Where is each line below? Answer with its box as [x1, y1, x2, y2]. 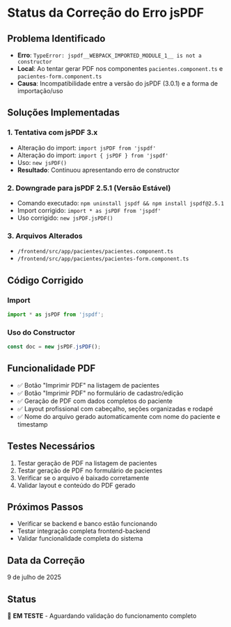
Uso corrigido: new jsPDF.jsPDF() [17, 214, 113, 222]
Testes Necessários [7, 441, 95, 452]
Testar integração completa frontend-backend [17, 527, 151, 535]
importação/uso [17, 87, 63, 95]
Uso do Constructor [7, 327, 75, 337]
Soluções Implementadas [7, 106, 120, 119]
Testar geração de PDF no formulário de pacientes [17, 466, 163, 475]
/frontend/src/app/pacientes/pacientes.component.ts [17, 248, 174, 255]
